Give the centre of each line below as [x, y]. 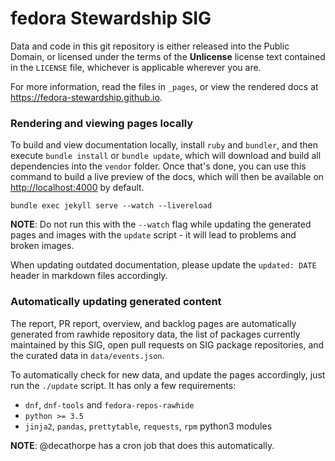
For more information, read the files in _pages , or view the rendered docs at [164, 86]
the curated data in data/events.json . [87, 355]
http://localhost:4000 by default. [77, 188]
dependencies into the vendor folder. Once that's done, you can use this [158, 166]
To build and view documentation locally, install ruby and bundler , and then [164, 145]
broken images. [42, 246]
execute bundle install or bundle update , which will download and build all [166, 156]
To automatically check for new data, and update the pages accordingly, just [168, 374]
